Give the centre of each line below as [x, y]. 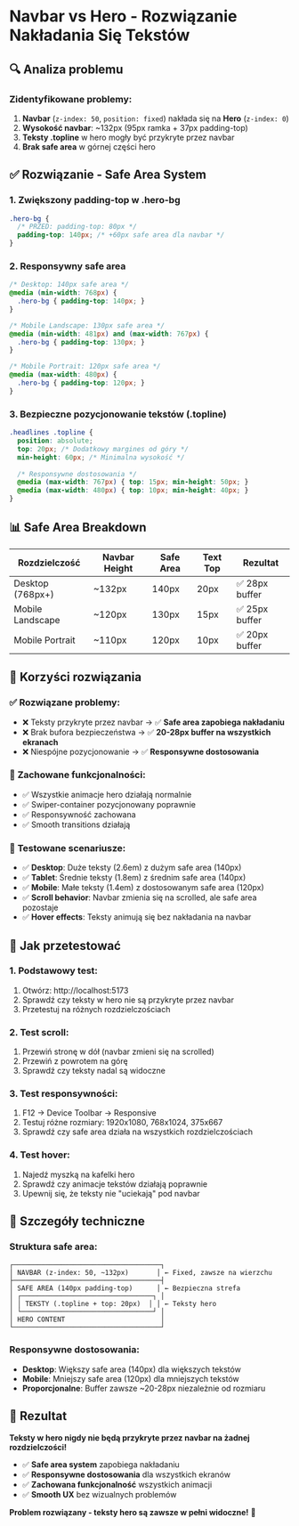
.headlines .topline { [51, 433]
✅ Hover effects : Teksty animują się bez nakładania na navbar [137, 917]
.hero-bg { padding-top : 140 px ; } [81, 301]
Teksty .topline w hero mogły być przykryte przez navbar [128, 137]
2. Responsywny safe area [68, 266]
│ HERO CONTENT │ [87, 1319]
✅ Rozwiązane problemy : [65, 702]
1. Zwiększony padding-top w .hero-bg [95, 200]
